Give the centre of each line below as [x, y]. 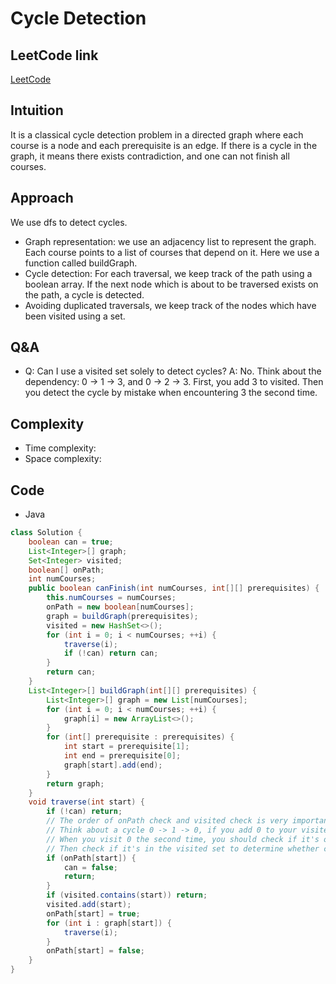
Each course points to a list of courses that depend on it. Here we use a [172, 252]
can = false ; [90, 867]
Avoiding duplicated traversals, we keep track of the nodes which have [170, 305]
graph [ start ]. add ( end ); [113, 765]
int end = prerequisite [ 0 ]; [122, 756]
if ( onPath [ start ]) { [91, 858]
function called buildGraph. [81, 263]
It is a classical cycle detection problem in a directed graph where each [157, 134]
